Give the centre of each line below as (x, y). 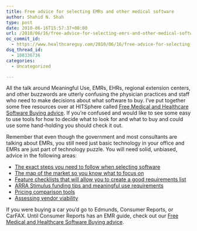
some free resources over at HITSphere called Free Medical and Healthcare (97, 107)
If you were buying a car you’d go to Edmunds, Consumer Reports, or (90, 210)
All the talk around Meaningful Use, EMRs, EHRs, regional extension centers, (98, 88)
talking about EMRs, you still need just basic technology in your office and (95, 143)
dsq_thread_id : (25, 50)
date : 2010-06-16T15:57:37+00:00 (47, 28)
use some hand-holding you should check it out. (64, 125)
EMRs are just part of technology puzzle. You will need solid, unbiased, (92, 149)
